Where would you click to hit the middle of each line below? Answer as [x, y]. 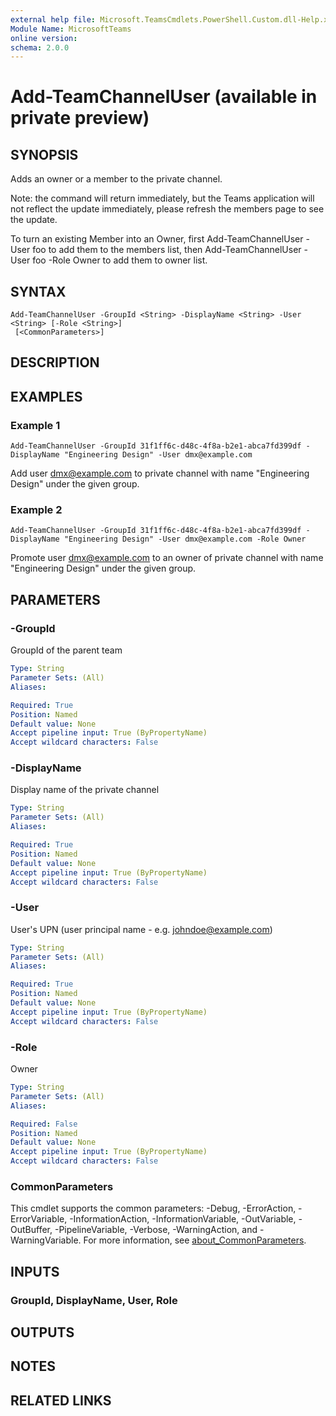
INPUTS [35, 1271]
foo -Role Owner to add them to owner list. [120, 260]
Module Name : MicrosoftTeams [71, 29]
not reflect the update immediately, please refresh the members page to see [167, 209]
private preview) [80, 118]
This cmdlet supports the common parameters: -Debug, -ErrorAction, [153, 1208]
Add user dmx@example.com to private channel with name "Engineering [160, 473]
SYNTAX [38, 291]
